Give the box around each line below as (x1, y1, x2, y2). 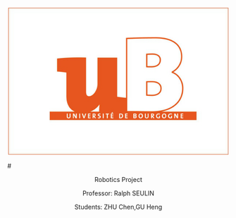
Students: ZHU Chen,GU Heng (74, 202, 163, 212)
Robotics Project (94, 176, 142, 184)
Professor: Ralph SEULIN (82, 189, 155, 198)
